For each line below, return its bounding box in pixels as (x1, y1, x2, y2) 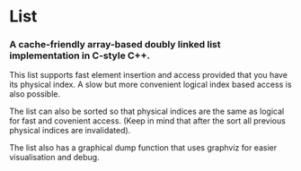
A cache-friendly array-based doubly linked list (9, 38, 221, 51)
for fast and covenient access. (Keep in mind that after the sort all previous (9, 115, 286, 126)
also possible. (9, 89, 61, 99)
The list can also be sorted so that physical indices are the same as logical (9, 106, 285, 117)
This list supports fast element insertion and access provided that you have (9, 70, 288, 81)
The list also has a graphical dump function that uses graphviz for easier (9, 142, 277, 153)
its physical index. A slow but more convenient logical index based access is (9, 79, 292, 90)
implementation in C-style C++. (9, 49, 151, 62)
